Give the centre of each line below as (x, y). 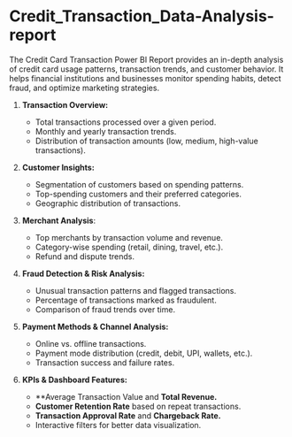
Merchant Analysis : (58, 220)
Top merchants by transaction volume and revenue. (129, 237)
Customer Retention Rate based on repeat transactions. (138, 406)
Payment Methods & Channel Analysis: (95, 326)
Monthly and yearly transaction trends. (106, 131)
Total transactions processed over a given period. (126, 122)
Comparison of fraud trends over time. (105, 309)
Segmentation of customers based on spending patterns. (139, 184)
